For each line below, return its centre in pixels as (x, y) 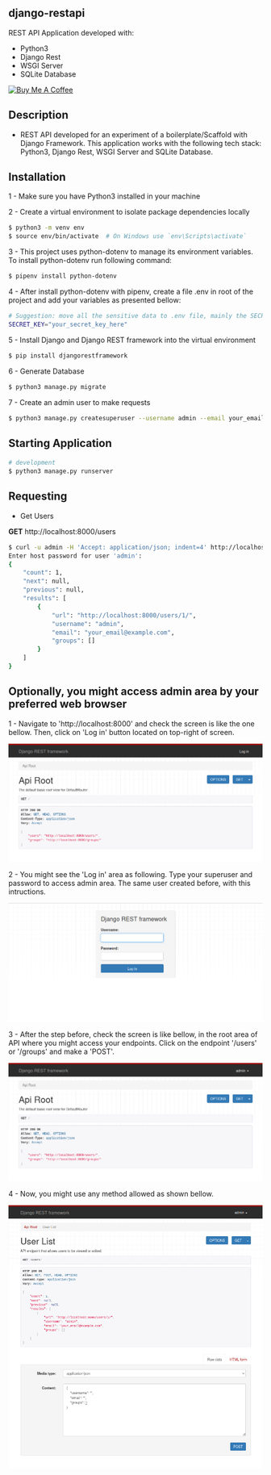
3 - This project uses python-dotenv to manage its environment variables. (131, 252)
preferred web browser (68, 704)
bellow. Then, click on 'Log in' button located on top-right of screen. (122, 732)
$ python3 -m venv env (46, 228)
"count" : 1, (43, 573)
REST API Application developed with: (71, 32)
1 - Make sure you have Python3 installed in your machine (104, 196)
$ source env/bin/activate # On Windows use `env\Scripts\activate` (128, 236)
